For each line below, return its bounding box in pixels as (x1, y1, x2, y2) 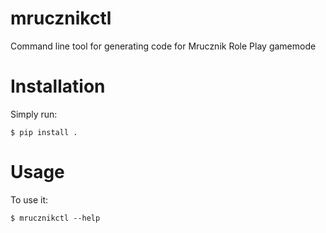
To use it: (10, 193, 49, 206)
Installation (10, 75, 106, 98)
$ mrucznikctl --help (10, 213, 101, 223)
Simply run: (10, 108, 58, 120)
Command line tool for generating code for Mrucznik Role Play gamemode (10, 40, 317, 52)
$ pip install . (10, 127, 78, 137)
